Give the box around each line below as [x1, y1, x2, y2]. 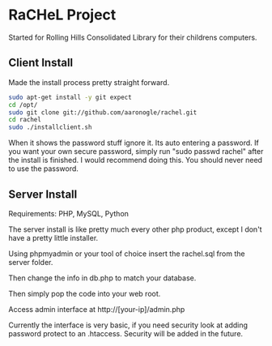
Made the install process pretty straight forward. [8, 77, 170, 87]
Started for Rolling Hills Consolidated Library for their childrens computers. [8, 32, 257, 42]
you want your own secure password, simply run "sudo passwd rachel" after [8, 147, 264, 156]
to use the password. [8, 164, 79, 173]
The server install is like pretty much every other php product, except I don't [8, 224, 262, 234]
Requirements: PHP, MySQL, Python [8, 208, 130, 218]
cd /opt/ [8, 100, 38, 109]
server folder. [8, 257, 53, 267]
